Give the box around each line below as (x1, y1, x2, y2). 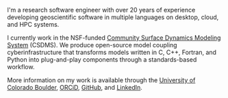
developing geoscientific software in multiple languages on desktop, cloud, (7, 13, 219, 21)
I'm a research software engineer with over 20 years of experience (7, 6, 196, 14)
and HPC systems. (7, 21, 60, 28)
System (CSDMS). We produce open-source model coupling (7, 41, 177, 49)
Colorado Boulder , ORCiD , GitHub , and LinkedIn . (7, 84, 142, 91)
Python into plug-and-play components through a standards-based (7, 56, 197, 64)
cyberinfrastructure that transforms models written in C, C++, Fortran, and (7, 48, 217, 56)
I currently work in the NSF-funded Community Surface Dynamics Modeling (7, 34, 221, 42)
